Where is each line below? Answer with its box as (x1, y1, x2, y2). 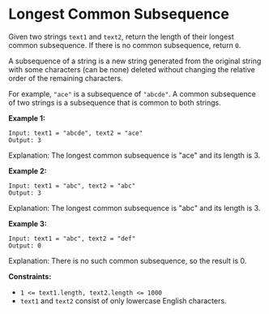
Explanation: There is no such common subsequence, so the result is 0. (8, 256, 247, 265)
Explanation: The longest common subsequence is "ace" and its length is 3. (8, 150, 261, 160)
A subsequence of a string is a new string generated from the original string (8, 56, 262, 66)
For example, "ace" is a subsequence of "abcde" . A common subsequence (8, 88, 257, 98)
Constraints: (8, 271, 52, 281)
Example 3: (8, 218, 47, 228)
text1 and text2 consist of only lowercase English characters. (19, 295, 227, 305)
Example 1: (8, 113, 46, 123)
